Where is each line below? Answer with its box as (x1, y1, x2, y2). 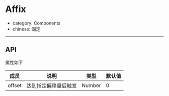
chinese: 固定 (12, 26, 41, 32)
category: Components (12, 20, 61, 26)
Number (81, 81, 102, 88)
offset (8, 81, 22, 88)
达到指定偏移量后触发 (26, 82, 77, 89)
